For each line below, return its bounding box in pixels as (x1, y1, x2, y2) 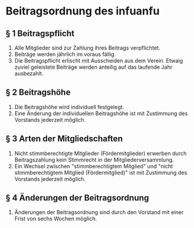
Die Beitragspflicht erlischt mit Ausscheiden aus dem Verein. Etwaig (14, 57, 183, 64)
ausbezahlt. (14, 70, 43, 77)
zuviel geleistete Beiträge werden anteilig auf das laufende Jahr (14, 63, 173, 71)
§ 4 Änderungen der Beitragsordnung (5, 193, 149, 203)
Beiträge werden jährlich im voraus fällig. (14, 51, 116, 58)
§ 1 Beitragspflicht (5, 28, 75, 39)
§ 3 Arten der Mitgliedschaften (5, 134, 123, 144)
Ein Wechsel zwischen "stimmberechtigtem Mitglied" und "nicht (14, 162, 173, 169)
